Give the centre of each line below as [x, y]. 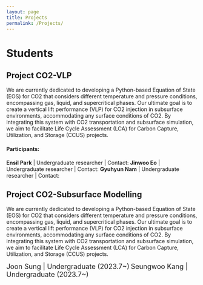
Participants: [23, 149]
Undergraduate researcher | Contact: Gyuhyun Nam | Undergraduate [93, 169]
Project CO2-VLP [39, 75]
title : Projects [27, 18]
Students [30, 53]
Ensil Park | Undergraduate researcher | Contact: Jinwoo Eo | [83, 163]
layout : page [23, 12]
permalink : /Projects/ [35, 23]
